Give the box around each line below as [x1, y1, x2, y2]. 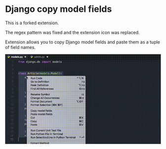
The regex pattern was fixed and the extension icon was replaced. [5, 29, 140, 35]
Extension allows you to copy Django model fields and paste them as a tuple [5, 39, 161, 45]
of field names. [5, 44, 36, 50]
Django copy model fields [5, 3, 112, 15]
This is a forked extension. [5, 20, 59, 26]
